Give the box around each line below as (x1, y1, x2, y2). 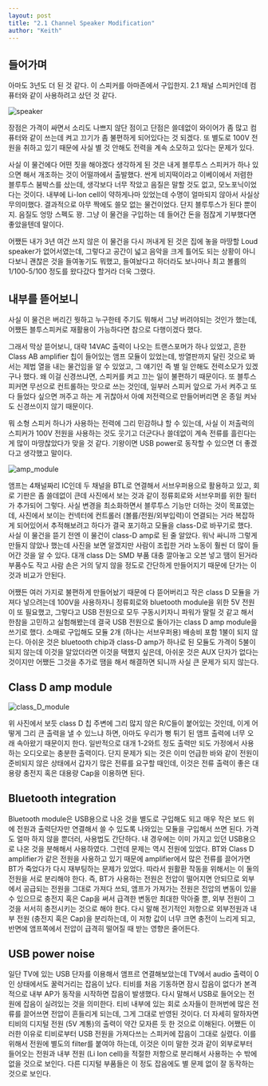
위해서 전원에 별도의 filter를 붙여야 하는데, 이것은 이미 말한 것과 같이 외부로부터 (8, 1039, 253, 1049)
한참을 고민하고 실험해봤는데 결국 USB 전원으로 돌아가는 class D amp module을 (8, 617, 258, 627)
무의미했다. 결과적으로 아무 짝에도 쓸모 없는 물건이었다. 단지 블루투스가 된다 (8, 200, 242, 210)
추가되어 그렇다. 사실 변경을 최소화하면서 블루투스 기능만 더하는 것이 (16, 501, 227, 510)
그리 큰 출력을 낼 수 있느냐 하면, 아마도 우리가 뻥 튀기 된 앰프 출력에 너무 (22, 728, 246, 738)
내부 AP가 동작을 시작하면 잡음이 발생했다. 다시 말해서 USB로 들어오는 (29, 990, 246, 999)
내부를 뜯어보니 (8, 292, 79, 305)
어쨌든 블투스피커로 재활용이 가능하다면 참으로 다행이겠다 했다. (8, 325, 203, 334)
